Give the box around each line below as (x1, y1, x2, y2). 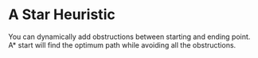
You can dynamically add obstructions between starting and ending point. (8, 32, 251, 41)
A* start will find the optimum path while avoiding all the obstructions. (8, 40, 236, 49)
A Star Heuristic (8, 6, 115, 24)
